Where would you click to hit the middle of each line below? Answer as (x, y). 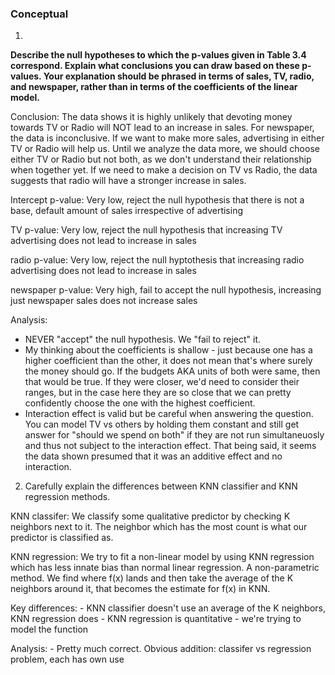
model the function (49, 629)
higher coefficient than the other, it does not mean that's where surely (168, 361)
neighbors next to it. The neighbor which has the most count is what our (159, 527)
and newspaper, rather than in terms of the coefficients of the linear (154, 87)
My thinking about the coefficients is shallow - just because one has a (168, 350)
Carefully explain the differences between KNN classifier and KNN (161, 486)
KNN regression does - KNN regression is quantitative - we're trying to (156, 619)
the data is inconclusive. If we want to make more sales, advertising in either (167, 138)
